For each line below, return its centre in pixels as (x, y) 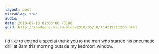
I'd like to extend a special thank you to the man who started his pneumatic (80, 41)
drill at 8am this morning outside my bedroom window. (59, 46)
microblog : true (21, 14)
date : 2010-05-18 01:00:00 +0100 (39, 23)
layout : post (18, 9)
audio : (12, 18)
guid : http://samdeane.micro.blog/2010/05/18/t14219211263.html (71, 27)
